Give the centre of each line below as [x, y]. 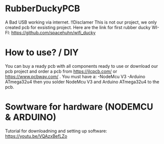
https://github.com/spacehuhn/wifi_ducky [54, 32]
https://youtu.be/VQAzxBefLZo [36, 136]
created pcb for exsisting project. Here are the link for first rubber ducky [78, 27]
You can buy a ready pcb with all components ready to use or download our [82, 66]
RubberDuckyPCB [43, 9]
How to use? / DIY [42, 53]
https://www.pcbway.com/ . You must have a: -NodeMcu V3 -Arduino [75, 76]
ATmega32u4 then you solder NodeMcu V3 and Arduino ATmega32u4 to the [82, 82]
